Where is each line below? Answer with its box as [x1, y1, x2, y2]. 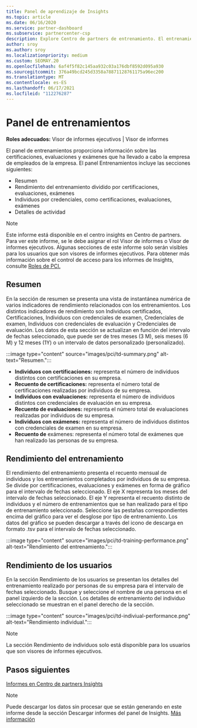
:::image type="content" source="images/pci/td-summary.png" [6, 350, 159, 357]
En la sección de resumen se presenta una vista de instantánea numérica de [6, 295, 191, 302]
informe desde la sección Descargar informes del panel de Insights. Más [6, 709, 182, 716]
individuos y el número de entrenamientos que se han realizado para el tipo [6, 501, 188, 508]
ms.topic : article [6, 14, 51, 20]
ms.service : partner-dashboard [6, 25, 83, 31]
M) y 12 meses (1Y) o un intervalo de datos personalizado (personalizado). [6, 339, 186, 346]
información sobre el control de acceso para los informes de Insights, [6, 256, 174, 263]
